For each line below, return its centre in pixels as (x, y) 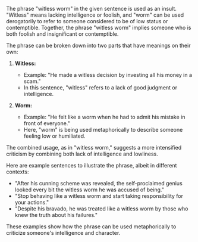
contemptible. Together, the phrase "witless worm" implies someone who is (99, 27)
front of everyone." (47, 123)
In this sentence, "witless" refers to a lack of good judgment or (100, 88)
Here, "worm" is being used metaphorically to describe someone (103, 130)
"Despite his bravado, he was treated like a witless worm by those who (101, 209)
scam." (32, 81)
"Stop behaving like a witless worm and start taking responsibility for (99, 196)
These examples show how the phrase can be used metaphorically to (91, 227)
